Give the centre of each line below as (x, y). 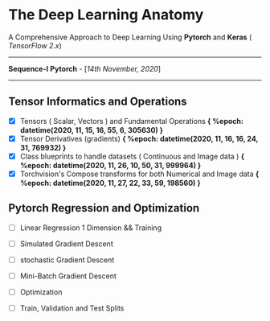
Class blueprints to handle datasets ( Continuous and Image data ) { (132, 156)
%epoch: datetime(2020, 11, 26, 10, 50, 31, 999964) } (110, 165)
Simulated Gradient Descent (67, 244)
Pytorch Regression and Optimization (104, 208)
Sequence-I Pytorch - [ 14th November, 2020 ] (85, 68)
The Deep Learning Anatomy (106, 15)
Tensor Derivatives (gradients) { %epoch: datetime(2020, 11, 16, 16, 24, (139, 138)
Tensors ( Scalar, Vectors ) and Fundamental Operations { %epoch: (131, 121)
